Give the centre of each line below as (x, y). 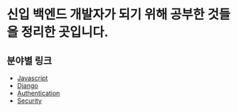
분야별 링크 (29, 61)
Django (27, 85)
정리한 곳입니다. (65, 32)
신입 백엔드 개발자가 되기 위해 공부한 (106, 15)
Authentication (38, 93)
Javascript (32, 78)
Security (29, 101)
